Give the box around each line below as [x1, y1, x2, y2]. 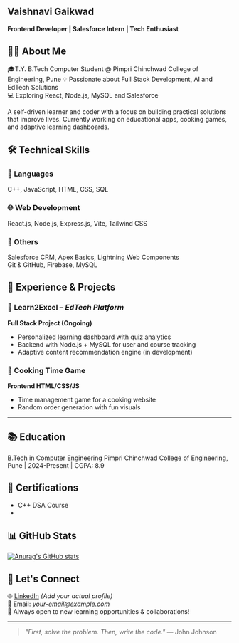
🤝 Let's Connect [7, 573, 80, 585]
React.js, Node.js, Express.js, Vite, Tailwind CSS [7, 219, 148, 227]
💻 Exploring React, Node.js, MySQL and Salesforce [7, 90, 159, 99]
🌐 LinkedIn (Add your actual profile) [7, 592, 113, 600]
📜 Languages [7, 169, 53, 179]
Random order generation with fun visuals [17, 402, 141, 412]
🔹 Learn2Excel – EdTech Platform [7, 303, 124, 313]
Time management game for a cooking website [17, 395, 156, 404]
